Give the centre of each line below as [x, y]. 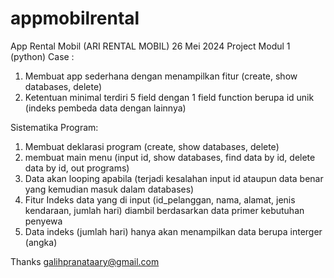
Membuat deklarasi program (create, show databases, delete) [152, 146]
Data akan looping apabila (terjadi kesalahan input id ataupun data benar [174, 178]
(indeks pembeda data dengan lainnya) [105, 108]
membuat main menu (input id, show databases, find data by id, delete [170, 157]
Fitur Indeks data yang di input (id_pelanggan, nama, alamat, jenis [160, 199]
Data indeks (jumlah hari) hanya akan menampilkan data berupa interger [173, 231]
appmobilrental [75, 18]
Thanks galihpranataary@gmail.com [85, 261]
